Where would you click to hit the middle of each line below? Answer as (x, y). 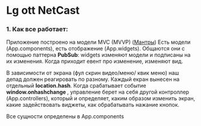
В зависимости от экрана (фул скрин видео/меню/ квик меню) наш (93, 73)
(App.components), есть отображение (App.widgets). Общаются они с (95, 49)
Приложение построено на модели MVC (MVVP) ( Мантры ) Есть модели (98, 42)
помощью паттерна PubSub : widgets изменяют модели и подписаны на (98, 55)
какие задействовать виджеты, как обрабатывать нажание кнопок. (93, 105)
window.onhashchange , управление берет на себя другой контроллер (98, 92)
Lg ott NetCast (43, 10)
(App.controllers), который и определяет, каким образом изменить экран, (101, 98)
